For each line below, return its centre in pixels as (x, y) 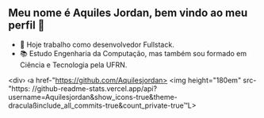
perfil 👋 (27, 26)
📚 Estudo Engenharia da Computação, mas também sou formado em (133, 53)
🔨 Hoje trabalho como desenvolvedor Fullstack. (97, 44)
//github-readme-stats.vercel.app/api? (94, 88)
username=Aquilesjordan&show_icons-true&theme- (93, 97)
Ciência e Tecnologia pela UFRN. (73, 65)
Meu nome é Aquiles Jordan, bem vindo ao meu (128, 13)
